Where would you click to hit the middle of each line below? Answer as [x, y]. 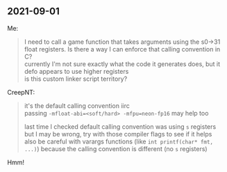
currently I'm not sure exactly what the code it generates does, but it [122, 64]
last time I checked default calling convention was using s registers [120, 126]
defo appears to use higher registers [76, 71]
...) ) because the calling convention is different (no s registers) [116, 148]
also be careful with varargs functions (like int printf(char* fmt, [119, 141]
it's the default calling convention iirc [77, 105]
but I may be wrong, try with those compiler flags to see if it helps [118, 134]
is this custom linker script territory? [76, 79]
